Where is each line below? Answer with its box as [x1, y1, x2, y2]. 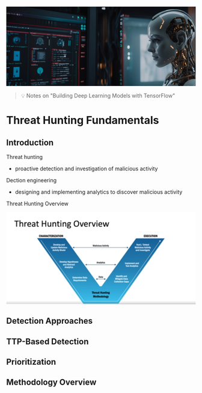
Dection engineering [6, 177, 57, 184]
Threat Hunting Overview [6, 200, 69, 208]
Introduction [6, 137, 54, 147]
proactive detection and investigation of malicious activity [14, 165, 158, 172]
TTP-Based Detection [6, 336, 89, 347]
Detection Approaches [6, 316, 93, 326]
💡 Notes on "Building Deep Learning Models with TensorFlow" [20, 92, 176, 99]
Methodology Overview [6, 377, 97, 388]
